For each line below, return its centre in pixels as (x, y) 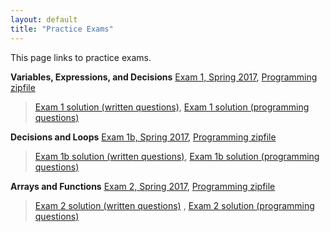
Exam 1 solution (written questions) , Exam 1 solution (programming (172, 107)
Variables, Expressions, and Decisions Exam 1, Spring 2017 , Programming (164, 77)
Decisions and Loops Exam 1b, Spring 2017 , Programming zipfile (143, 137)
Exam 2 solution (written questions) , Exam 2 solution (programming (174, 205)
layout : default (44, 19)
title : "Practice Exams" (62, 29)
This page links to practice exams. (81, 57)
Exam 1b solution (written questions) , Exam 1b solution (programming (177, 156)
